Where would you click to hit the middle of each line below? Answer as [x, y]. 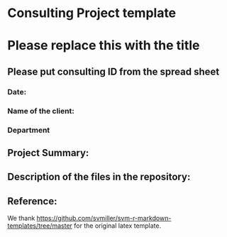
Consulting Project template [92, 13]
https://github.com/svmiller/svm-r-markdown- [104, 219]
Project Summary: [48, 153]
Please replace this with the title [104, 46]
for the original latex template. [118, 226]
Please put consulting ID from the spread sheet [113, 71]
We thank [21, 219]
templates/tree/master [40, 226]
